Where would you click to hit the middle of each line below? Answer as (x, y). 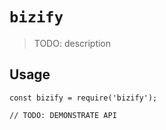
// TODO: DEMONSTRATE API (63, 115)
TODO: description (72, 43)
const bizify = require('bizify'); (83, 98)
